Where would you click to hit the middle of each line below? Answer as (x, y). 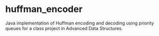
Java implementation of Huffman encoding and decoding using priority (80, 23)
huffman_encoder (44, 9)
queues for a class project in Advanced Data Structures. (64, 28)
